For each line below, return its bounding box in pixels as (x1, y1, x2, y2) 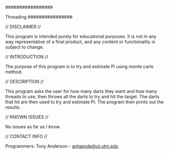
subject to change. (5, 44, 44, 50)
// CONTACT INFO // (5, 133, 48, 139)
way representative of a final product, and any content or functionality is (5, 39, 155, 45)
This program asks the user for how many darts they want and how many (5, 88, 157, 94)
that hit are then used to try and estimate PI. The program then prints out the (5, 99, 164, 105)
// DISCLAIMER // (5, 24, 41, 30)
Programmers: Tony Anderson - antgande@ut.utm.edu (5, 143, 119, 149)
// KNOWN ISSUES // (5, 114, 49, 120)
